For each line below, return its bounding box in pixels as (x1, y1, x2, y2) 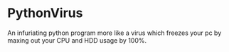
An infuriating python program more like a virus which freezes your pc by (7, 28, 222, 37)
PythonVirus (7, 5, 83, 21)
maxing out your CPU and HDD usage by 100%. (7, 36, 147, 44)
